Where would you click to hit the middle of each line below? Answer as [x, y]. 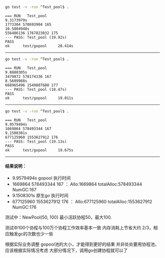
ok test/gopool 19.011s [39, 98]
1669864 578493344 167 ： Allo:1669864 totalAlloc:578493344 [77, 184]
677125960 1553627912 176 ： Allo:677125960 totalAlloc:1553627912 [82, 202]
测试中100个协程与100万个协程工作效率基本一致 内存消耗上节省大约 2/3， [79, 228]
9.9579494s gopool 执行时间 [41, 178]
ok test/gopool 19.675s [39, 150]
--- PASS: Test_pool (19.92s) [36, 37]
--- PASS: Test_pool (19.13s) [36, 142]
